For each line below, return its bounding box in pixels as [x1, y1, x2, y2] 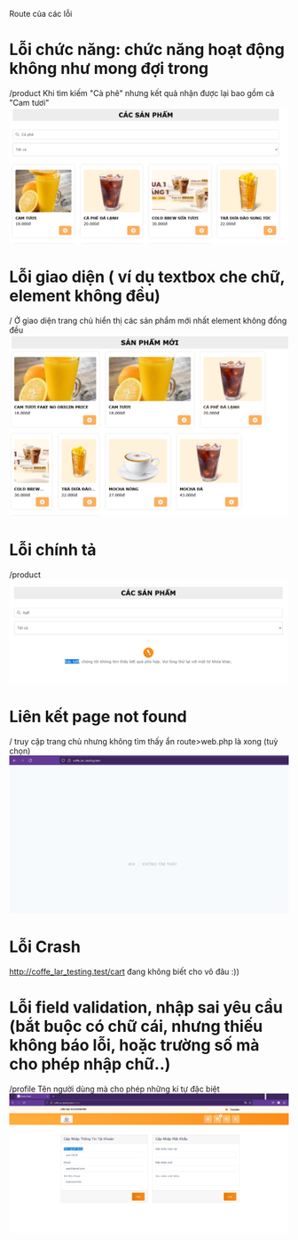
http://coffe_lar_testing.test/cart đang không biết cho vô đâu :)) [9, 966, 239, 978]
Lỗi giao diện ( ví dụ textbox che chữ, [9, 267, 286, 287]
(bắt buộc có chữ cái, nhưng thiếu [9, 1017, 263, 1036]
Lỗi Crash [9, 937, 82, 957]
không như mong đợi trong [9, 59, 209, 79]
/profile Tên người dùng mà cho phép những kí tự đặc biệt [9, 1083, 220, 1094]
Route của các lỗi [9, 9, 73, 19]
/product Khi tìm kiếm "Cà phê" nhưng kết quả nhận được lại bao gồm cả [9, 87, 275, 98]
